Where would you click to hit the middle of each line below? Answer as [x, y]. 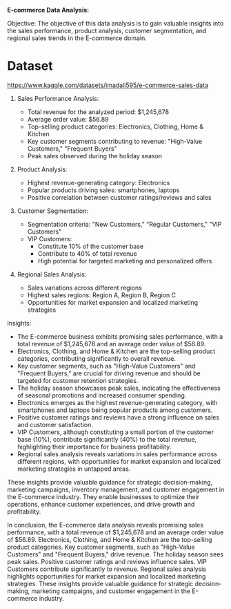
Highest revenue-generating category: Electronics [99, 182]
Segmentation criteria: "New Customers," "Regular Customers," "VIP [124, 224]
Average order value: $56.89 [68, 119]
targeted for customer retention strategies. [78, 380]
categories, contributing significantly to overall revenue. [97, 358]
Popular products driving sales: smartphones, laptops [103, 190]
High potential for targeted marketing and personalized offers [125, 261]
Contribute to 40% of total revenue [87, 253]
